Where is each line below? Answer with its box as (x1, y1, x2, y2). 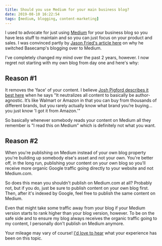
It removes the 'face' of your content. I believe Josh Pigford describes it (5, 87, 149, 93)
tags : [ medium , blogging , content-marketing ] (5, 16, 99, 21)
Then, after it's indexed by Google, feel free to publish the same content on (5, 190, 156, 196)
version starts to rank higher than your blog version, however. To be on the (5, 210, 155, 216)
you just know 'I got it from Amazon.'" (5, 108, 80, 114)
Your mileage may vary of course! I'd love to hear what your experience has (5, 230, 157, 236)
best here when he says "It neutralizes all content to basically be (5, 92, 135, 98)
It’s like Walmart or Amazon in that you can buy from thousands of (24, 97, 157, 103)
